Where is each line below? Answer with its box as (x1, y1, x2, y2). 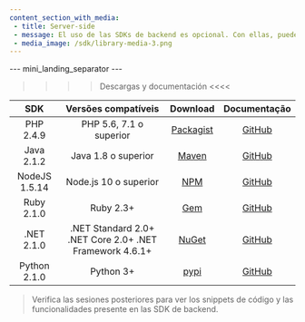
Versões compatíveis (65, 102, 160, 115)
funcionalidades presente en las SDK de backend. (31, 304, 219, 315)
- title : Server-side (13, 22, 95, 31)
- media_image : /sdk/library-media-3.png (13, 38, 172, 48)
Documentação (223, 102, 291, 115)
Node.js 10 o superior (65, 176, 159, 189)
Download (169, 102, 215, 115)
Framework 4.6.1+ (72, 245, 152, 258)
